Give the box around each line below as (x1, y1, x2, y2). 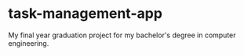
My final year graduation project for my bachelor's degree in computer (8, 30, 237, 40)
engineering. (8, 38, 49, 47)
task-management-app (8, 5, 163, 23)
